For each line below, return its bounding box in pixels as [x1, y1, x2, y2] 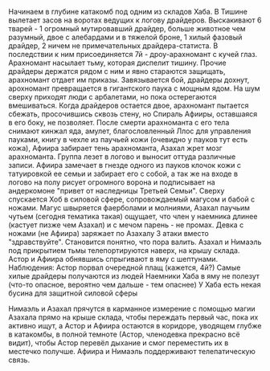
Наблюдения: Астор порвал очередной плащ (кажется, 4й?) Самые [8, 263, 241, 272]
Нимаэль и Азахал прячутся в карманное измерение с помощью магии [8, 304, 256, 313]
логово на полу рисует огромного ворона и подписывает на [8, 177, 215, 187]
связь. [8, 355, 31, 365]
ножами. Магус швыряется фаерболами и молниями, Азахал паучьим [8, 203, 251, 212]
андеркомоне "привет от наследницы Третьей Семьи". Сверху [8, 186, 225, 195]
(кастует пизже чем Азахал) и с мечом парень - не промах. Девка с [8, 220, 244, 230]
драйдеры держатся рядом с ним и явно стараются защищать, [8, 67, 226, 75]
